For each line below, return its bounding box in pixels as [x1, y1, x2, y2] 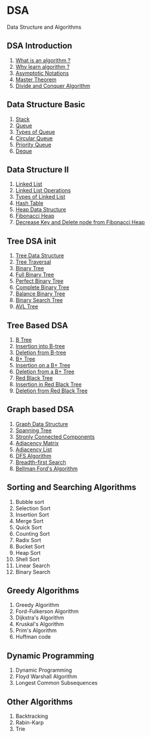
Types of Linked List [15, 193, 66, 201]
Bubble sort [15, 498, 44, 505]
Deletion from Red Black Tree [15, 387, 88, 394]
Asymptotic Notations [15, 70, 69, 77]
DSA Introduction [7, 41, 72, 51]
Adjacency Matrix [15, 439, 59, 446]
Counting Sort [15, 530, 50, 537]
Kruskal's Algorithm [15, 621, 64, 628]
